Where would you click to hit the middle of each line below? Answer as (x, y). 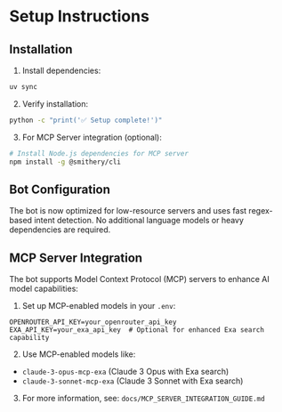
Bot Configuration (60, 189)
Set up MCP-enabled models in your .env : (99, 306)
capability (29, 338)
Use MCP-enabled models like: (79, 354)
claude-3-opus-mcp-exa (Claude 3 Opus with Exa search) (125, 372)
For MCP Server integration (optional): (92, 137)
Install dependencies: (61, 70)
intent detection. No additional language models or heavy (139, 221)
